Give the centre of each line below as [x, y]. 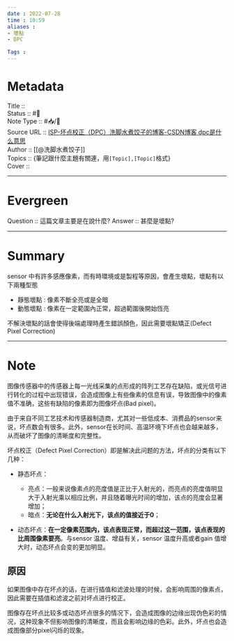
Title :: [16, 106]
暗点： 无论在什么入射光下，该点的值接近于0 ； [94, 515]
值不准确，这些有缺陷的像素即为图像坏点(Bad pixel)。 [84, 403]
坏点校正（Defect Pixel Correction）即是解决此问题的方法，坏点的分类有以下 [117, 450]
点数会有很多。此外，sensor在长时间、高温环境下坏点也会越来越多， [124, 426]
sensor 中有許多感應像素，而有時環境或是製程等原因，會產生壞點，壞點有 [112, 276]
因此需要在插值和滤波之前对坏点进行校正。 [68, 598]
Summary [36, 256]
